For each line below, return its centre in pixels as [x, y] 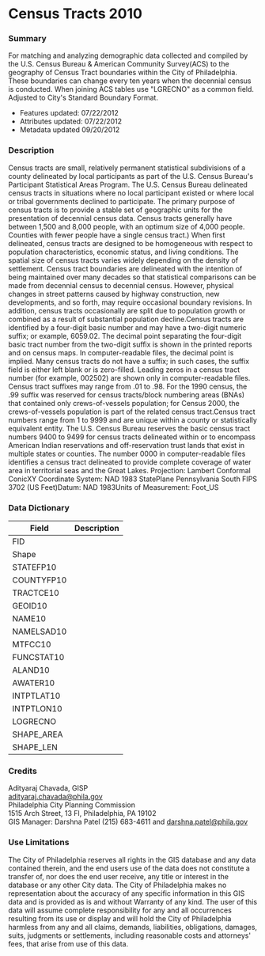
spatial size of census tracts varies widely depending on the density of [123, 260]
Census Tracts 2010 [75, 14]
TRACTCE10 [36, 593]
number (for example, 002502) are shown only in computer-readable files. [129, 377]
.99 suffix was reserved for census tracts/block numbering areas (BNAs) [127, 395]
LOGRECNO [34, 722]
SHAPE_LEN [35, 747]
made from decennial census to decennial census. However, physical [121, 285]
